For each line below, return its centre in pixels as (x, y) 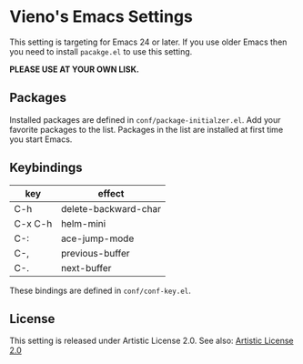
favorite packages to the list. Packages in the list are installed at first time (146, 129)
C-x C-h (33, 223)
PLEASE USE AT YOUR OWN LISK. (74, 69)
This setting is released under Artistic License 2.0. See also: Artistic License (151, 341)
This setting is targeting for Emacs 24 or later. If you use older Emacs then (148, 42)
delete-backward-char (111, 208)
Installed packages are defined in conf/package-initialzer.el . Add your (145, 119)
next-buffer (86, 268)
